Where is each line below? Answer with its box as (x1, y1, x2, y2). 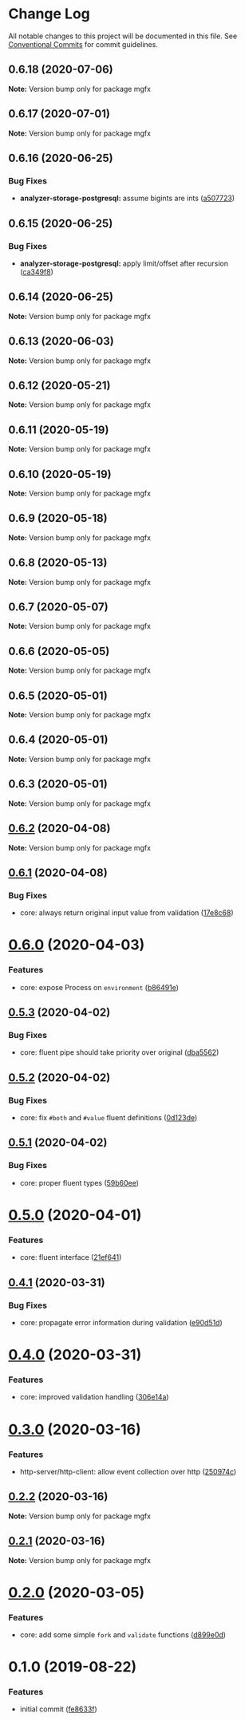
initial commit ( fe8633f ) (19, 1704, 97, 1714)
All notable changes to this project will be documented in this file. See (8, 31, 238, 41)
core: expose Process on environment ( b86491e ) (19, 982, 180, 992)
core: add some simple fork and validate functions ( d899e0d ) (19, 1629, 226, 1640)
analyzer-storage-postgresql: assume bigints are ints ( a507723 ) (19, 193, 235, 203)
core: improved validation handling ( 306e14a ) (19, 1392, 169, 1402)
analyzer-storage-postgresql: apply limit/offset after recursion (19, 259, 229, 268)
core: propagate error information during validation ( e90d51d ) (19, 1317, 223, 1327)
